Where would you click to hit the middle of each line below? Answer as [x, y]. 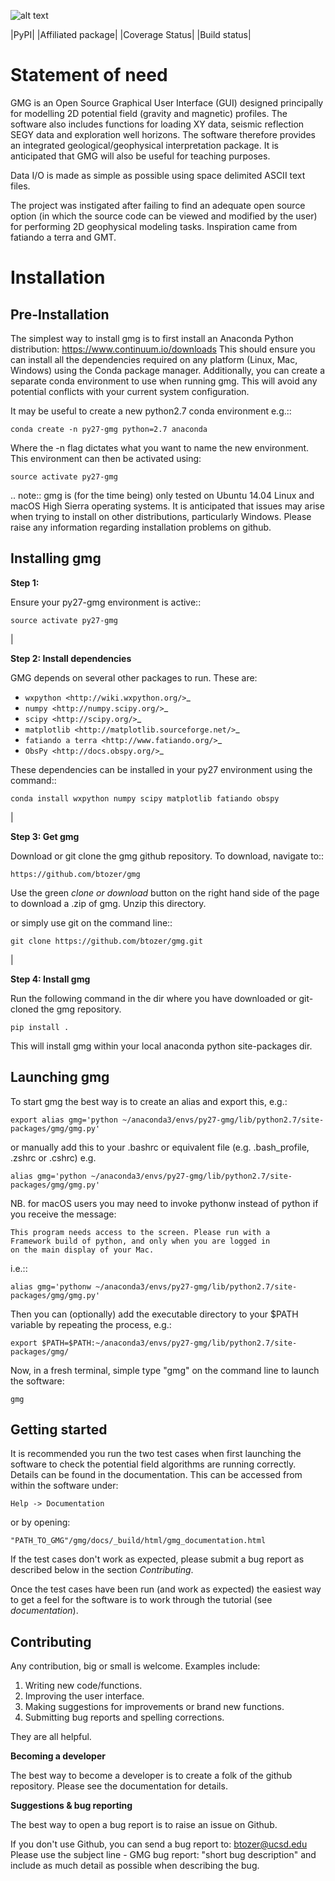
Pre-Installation [60, 314]
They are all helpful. [51, 1737]
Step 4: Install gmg [50, 979]
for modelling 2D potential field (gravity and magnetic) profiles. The [149, 113]
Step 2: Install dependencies [71, 658]
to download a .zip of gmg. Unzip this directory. [108, 903]
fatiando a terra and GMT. [63, 237]
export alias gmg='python [64, 1120]
